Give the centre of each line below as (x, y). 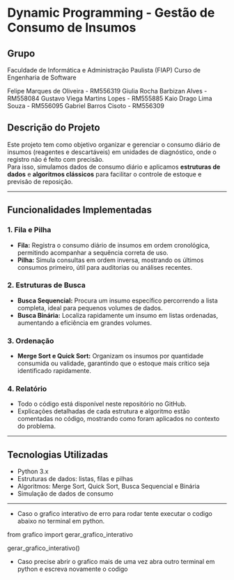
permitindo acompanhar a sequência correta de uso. (93, 252)
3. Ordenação (31, 341)
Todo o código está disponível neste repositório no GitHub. (102, 404)
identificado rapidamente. (54, 371)
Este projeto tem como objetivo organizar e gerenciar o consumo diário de (114, 144)
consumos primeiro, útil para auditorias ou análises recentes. (105, 267)
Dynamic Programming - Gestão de (111, 13)
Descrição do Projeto (54, 128)
